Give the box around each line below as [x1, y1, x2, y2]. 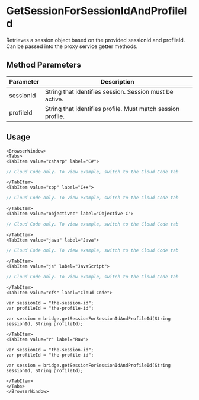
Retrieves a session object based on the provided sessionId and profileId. [6, 36, 185, 43]
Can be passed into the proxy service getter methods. [6, 43, 138, 50]
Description [100, 77, 134, 85]
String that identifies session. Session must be [44, 87, 174, 96]
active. [44, 95, 64, 103]
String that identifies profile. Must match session [44, 104, 179, 113]
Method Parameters [6, 60, 81, 70]
